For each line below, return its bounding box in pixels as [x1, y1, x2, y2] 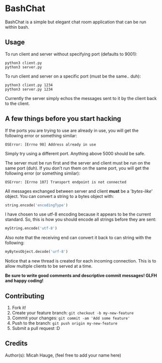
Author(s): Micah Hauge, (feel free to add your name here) [5, 352, 121, 358]
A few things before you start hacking [5, 115, 121, 123]
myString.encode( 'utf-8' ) [5, 226, 57, 231]
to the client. [5, 100, 30, 106]
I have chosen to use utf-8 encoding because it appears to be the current [5, 212, 151, 217]
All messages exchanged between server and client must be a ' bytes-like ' [5, 188, 153, 194]
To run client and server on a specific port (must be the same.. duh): [5, 73, 141, 79]
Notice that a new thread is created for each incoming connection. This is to [5, 258, 156, 264]
